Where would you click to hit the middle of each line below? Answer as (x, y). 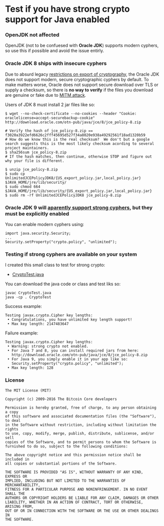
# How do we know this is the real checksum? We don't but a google (78, 139)
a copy (12, 412)
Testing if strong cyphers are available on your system (71, 254)
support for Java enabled (58, 19)
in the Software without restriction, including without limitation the (81, 425)
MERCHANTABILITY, (23, 485)
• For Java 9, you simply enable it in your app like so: (68, 360)
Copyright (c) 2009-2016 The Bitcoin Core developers (61, 399)
